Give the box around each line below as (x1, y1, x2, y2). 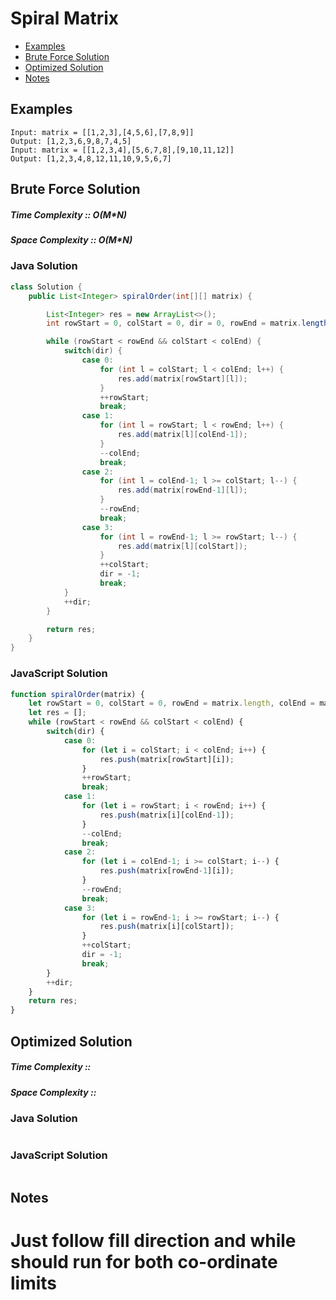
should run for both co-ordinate (10, 1251, 278, 1274)
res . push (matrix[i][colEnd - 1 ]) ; (99, 810, 235, 820)
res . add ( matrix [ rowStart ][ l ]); (117, 373, 248, 384)
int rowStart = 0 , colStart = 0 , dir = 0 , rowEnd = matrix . (46, 318, 302, 329)
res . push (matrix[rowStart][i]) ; (99, 754, 235, 764)
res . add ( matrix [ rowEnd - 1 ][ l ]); (117, 485, 248, 496)
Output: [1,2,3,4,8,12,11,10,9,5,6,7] (10, 153, 172, 164)
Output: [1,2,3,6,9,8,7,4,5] (10, 136, 132, 146)
